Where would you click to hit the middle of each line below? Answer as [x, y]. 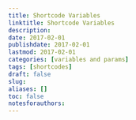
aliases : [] [28, 89]
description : [30, 30]
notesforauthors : [37, 103]
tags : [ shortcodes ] [40, 67]
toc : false [26, 96]
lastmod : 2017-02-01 [42, 52]
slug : [17, 81]
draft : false [30, 74]
